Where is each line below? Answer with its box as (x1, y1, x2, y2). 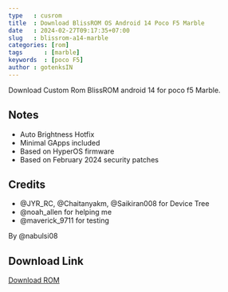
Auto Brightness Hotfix (19, 129, 95, 139)
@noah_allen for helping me (19, 208, 112, 217)
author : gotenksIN (8, 64, 73, 72)
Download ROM (8, 275, 60, 285)
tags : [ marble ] (8, 49, 81, 56)
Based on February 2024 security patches (19, 154, 159, 164)
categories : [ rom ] (8, 41, 69, 49)
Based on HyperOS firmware (19, 146, 115, 156)
